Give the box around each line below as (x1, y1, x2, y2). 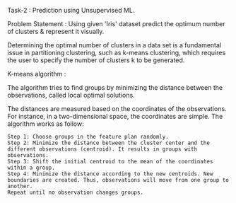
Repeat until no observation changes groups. (7, 189, 143, 196)
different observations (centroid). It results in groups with (7, 146, 198, 153)
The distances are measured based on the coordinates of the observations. (7, 105, 228, 112)
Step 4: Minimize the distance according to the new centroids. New (7, 170, 213, 178)
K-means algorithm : (7, 70, 66, 78)
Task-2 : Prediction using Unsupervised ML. (7, 6, 135, 14)
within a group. (7, 164, 55, 171)
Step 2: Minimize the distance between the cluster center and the (7, 139, 211, 146)
